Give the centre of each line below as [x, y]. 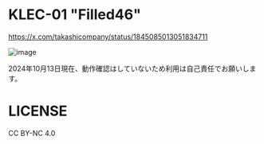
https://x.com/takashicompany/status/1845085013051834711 [108, 37]
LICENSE [38, 111]
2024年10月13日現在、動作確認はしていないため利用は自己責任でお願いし [129, 68]
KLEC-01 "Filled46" [75, 15]
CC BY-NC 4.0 [32, 133]
